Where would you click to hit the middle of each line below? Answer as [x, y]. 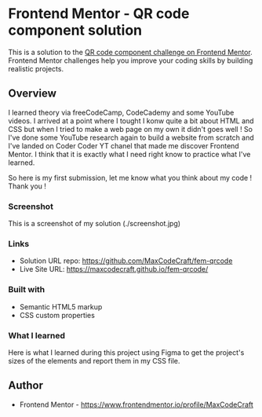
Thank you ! [27, 186]
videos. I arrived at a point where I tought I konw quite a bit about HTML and [131, 121]
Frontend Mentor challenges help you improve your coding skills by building [131, 60]
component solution [75, 30]
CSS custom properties [57, 315]
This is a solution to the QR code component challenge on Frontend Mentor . [130, 52]
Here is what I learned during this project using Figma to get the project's [126, 352]
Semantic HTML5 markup [61, 306]
